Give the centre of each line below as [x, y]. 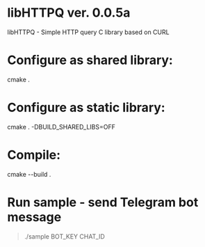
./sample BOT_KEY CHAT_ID [65, 236]
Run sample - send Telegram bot [103, 202]
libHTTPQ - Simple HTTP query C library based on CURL [88, 32]
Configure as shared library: [90, 60]
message [34, 217]
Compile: [34, 155]
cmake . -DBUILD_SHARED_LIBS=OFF [61, 127]
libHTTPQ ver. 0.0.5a [69, 13]
